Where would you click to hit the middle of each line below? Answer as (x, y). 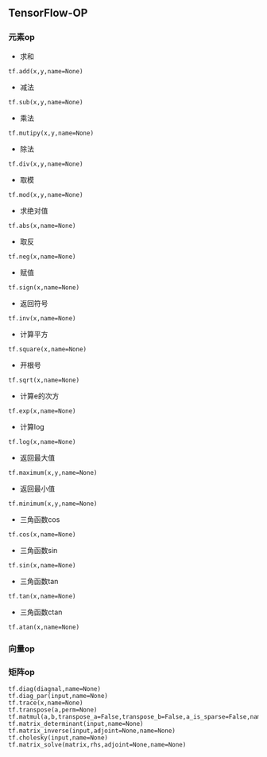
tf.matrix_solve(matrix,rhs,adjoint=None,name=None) (97, 744)
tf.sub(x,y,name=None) (46, 102)
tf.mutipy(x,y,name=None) (51, 133)
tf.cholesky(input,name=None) (58, 737)
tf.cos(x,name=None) (43, 534)
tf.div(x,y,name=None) (46, 164)
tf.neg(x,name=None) (43, 257)
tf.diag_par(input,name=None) (58, 696)
